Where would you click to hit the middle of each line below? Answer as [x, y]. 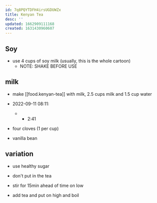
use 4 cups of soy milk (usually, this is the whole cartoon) [72, 61]
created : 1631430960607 [30, 29]
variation [19, 154]
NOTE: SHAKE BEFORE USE [48, 66]
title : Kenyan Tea [24, 15]
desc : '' [14, 19]
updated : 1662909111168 [30, 24]
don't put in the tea [32, 175]
